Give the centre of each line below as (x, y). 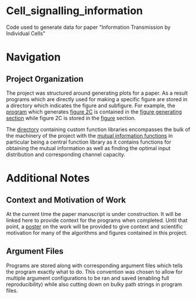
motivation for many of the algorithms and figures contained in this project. (97, 232)
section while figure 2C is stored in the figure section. (71, 118)
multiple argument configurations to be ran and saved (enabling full (88, 278)
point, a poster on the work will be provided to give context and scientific (95, 226)
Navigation (33, 57)
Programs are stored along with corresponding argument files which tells (94, 265)
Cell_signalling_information (74, 11)
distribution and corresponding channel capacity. (66, 154)
